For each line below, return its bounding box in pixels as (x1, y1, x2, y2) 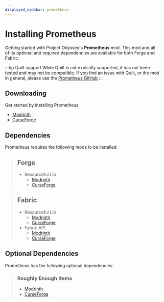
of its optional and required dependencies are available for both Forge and (5, 50, 155, 55)
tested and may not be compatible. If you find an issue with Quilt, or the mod (5, 70, 160, 76)
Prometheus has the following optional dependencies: (5, 262, 114, 268)
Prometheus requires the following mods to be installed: (5, 144, 118, 150)
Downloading (5, 89, 47, 97)
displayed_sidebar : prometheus (5, 7, 69, 12)
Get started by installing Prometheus (5, 102, 79, 108)
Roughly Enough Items (17, 275, 72, 281)
